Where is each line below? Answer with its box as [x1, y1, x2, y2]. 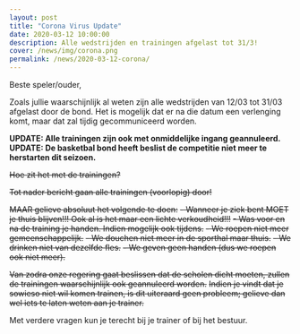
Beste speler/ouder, [9, 80, 82, 90]
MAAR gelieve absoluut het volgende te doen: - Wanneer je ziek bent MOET [9, 204, 289, 215]
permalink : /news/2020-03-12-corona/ [9, 55, 150, 64]
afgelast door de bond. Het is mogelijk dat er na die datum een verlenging [9, 107, 281, 116]
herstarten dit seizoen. [9, 152, 97, 162]
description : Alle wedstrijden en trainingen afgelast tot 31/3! [9, 38, 258, 47]
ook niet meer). [9, 252, 65, 262]
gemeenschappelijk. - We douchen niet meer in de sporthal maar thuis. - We [9, 233, 291, 243]
